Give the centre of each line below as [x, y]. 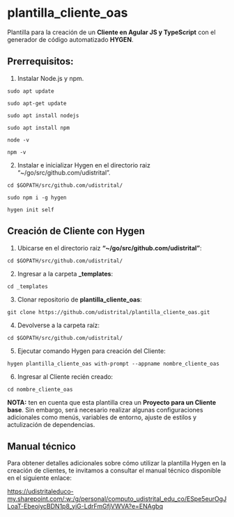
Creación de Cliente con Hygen [76, 231]
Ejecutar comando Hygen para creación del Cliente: [91, 351]
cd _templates [28, 286]
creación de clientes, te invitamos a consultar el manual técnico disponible [114, 471]
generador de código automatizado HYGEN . [70, 39]
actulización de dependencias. [51, 424]
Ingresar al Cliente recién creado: [65, 376]
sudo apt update [31, 91]
